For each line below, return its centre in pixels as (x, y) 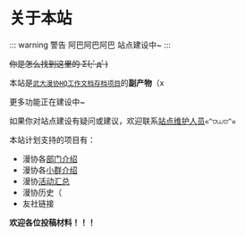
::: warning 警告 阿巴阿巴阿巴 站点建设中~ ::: (90, 45)
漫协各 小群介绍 (50, 170)
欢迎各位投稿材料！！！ (52, 222)
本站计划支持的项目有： (52, 139)
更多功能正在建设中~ (47, 101)
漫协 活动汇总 (46, 181)
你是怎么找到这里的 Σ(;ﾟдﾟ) (59, 63)
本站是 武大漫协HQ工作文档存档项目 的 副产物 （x (87, 82)
